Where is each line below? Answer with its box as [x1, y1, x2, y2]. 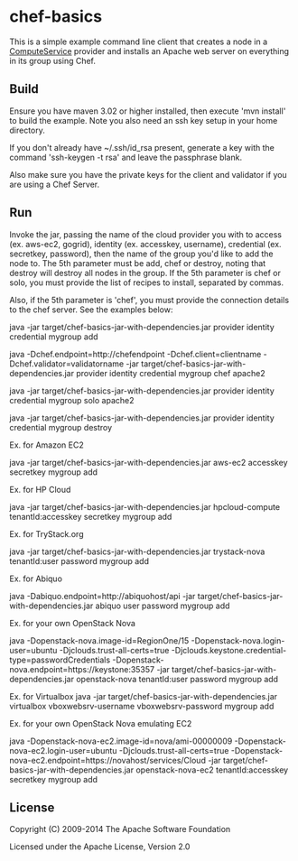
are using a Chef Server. [9, 179, 100, 190]
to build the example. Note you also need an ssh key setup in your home [9, 115, 278, 125]
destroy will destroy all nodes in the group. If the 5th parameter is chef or [9, 267, 282, 278]
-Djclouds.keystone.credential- [171, 644, 287, 655]
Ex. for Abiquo [9, 573, 63, 584]
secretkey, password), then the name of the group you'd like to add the [9, 248, 274, 259]
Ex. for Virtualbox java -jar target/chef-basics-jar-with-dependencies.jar [9, 690, 278, 701]
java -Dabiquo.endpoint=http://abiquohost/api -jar [9, 590, 196, 601]
